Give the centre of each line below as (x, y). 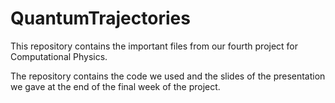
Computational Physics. (59, 56)
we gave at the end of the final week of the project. (115, 86)
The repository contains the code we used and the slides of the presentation (168, 76)
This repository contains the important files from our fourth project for (154, 46)
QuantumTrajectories (100, 18)
